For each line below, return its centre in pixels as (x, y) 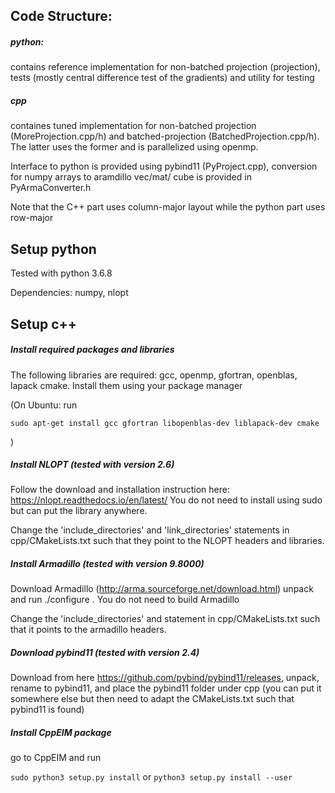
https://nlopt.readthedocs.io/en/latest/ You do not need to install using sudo (166, 500)
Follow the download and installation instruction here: (120, 490)
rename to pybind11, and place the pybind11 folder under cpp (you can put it (166, 688)
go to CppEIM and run (56, 758)
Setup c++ (44, 324)
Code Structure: (61, 16)
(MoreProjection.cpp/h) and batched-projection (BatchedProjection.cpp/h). (165, 136)
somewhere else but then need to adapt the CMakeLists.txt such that (152, 699)
